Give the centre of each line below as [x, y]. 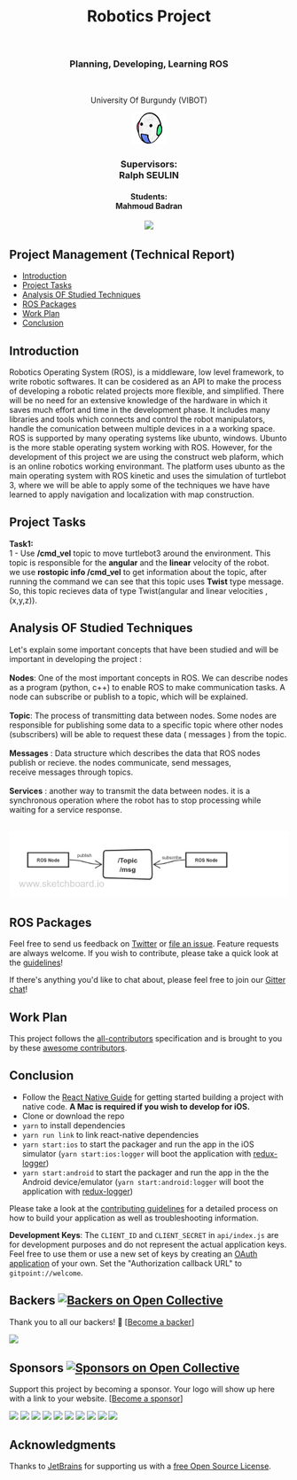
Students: [149, 196]
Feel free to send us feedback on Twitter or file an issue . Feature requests [144, 944]
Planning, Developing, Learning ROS [149, 64]
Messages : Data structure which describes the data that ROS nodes [135, 753]
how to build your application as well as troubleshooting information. [134, 1218]
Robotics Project [149, 16]
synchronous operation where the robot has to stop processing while [135, 800]
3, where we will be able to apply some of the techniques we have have [140, 486]
